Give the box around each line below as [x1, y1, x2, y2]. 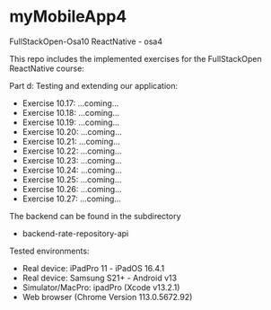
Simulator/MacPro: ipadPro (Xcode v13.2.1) [22, 281, 180, 293]
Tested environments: [9, 245, 90, 256]
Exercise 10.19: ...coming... [22, 117, 120, 128]
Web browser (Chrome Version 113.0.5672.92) [22, 291, 193, 302]
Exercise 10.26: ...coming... [22, 183, 123, 194]
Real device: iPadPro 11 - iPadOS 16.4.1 [22, 262, 165, 273]
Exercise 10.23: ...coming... [22, 155, 123, 165]
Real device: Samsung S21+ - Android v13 [22, 272, 178, 283]
